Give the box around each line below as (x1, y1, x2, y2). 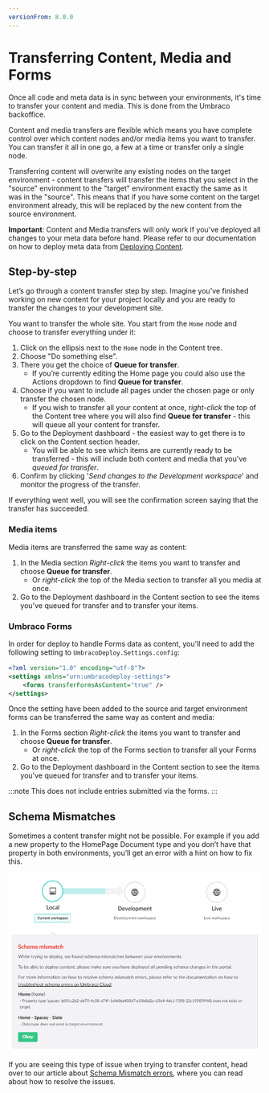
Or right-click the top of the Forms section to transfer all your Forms (31, 745, 257, 755)
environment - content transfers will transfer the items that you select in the (8, 175, 259, 184)
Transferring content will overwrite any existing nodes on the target (8, 166, 231, 176)
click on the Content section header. (19, 437, 141, 446)
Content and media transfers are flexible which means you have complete (8, 125, 253, 134)
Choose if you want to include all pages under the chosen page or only (19, 386, 255, 396)
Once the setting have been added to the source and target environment (8, 704, 248, 713)
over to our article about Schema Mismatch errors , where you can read (8, 1068, 243, 1078)
